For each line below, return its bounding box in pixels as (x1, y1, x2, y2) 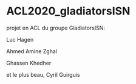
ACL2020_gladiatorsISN (6, 4, 131, 18)
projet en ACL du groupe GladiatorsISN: (6, 24, 105, 31)
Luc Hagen (6, 36, 34, 43)
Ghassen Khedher (6, 59, 52, 66)
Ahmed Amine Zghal (6, 47, 58, 55)
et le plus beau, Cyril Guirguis (6, 71, 80, 78)
